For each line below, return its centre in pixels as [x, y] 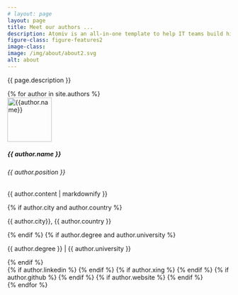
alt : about [23, 60]
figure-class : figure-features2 [55, 40]
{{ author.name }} [34, 154]
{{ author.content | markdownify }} [58, 194]
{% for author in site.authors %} [54, 93]
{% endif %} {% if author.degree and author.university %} [92, 235]
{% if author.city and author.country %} [65, 208]
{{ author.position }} [36, 172]
